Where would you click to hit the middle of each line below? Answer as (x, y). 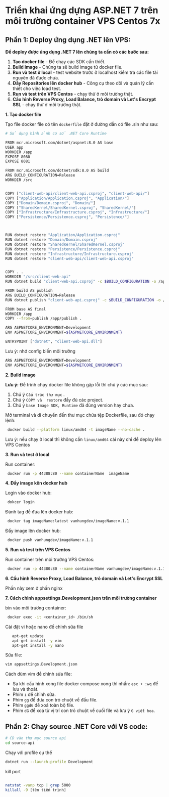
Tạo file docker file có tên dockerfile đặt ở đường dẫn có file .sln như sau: (82, 124)
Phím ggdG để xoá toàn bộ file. (43, 705)
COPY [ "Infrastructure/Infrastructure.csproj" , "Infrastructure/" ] (77, 212)
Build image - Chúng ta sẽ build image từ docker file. (67, 67)
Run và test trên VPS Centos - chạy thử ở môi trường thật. (73, 94)
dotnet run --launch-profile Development (49, 762)
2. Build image (20, 375)
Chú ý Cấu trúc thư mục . (38, 394)
